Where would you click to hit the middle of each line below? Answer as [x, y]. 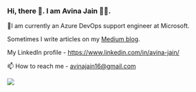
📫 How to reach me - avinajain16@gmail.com [72, 66]
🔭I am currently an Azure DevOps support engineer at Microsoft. [98, 26]
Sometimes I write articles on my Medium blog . [74, 39]
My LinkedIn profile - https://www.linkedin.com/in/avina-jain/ [94, 53]
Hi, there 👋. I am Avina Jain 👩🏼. [59, 11]
